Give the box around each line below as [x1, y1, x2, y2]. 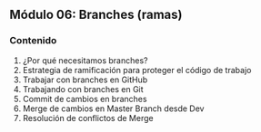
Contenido [9, 34, 57, 47]
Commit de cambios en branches [22, 93, 147, 104]
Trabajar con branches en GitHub [22, 74, 148, 85]
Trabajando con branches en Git [22, 83, 144, 94]
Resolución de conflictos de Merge [22, 112, 154, 123]
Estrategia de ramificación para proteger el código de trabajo [22, 64, 252, 75]
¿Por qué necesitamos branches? [22, 54, 148, 66]
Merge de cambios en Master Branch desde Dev [22, 103, 205, 114]
